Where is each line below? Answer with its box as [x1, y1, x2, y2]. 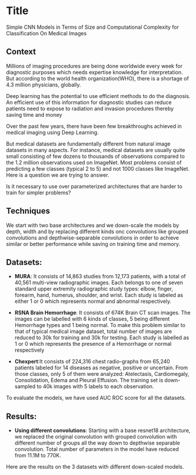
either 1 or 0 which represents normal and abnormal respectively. [14, 298, 171, 305]
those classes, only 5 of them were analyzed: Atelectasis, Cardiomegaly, [14, 370, 190, 378]
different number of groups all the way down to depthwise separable [14, 439, 180, 447]
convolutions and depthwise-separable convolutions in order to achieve [6, 234, 180, 241]
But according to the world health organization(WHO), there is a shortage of [6, 75, 189, 82]
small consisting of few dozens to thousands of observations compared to [6, 153, 185, 160]
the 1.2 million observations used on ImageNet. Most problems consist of [6, 159, 182, 166]
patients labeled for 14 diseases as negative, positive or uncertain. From [14, 364, 188, 371]
